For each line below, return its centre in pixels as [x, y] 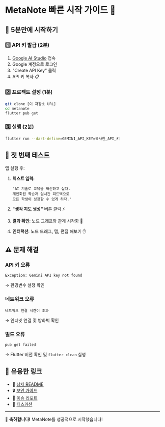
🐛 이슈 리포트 [25, 398]
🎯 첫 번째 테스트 [27, 155]
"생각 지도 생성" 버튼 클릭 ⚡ [39, 209]
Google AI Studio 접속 [34, 58]
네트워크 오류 [20, 299]
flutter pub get [22, 113]
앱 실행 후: [15, 168]
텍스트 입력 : [23, 178]
